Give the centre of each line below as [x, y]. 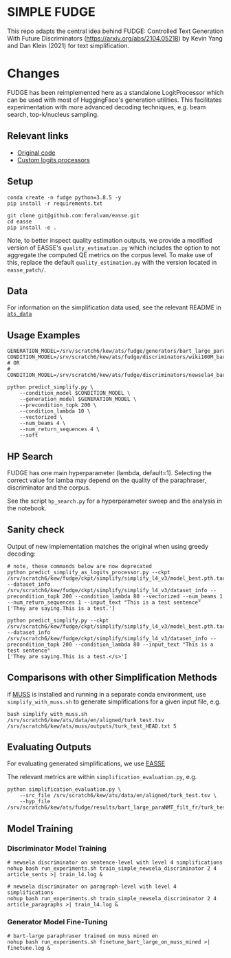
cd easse [20, 221]
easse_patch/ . [26, 270]
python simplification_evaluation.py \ [64, 790]
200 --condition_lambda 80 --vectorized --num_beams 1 [143, 596]
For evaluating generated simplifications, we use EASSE [86, 763]
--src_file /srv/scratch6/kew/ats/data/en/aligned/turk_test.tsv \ [118, 796]
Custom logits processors [54, 160]
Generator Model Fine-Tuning [57, 922]
